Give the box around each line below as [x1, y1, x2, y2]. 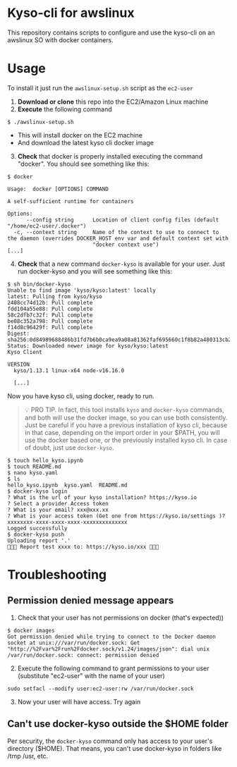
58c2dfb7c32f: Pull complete [7, 312, 93, 319]
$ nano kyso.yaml [7, 469, 59, 477]
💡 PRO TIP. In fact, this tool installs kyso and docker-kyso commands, [24, 405, 224, 414]
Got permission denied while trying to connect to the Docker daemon [7, 633, 217, 640]
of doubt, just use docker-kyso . [24, 443, 114, 452]
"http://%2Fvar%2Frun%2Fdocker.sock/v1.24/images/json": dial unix [7, 645, 210, 653]
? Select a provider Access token [7, 500, 109, 507]
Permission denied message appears [7, 594, 174, 607]
